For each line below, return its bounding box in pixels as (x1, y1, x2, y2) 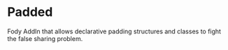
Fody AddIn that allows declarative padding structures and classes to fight (7, 27, 222, 35)
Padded (7, 4, 53, 20)
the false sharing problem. (7, 34, 83, 42)
